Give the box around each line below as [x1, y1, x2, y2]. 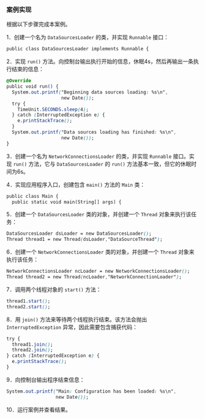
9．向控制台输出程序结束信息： [6, 376, 85, 383]
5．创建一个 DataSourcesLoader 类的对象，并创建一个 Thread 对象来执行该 [6, 211, 192, 218]
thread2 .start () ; [6, 303, 51, 310]
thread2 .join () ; [12, 347, 53, 353]
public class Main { [6, 193, 59, 199]
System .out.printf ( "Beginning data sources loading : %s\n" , [12, 89, 168, 95]
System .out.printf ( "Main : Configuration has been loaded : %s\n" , [6, 388, 176, 394]
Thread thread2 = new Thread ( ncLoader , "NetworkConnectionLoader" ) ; [6, 274, 182, 280]
